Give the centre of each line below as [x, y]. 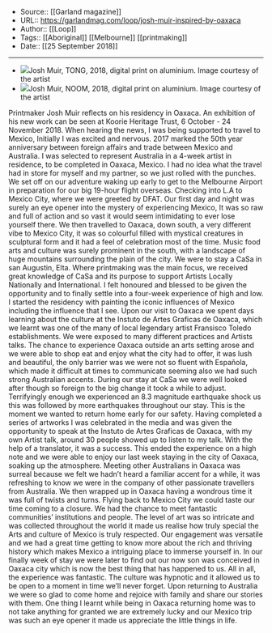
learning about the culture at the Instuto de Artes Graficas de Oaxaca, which [136, 319]
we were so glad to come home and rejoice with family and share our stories [136, 595]
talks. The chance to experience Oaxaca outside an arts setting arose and [132, 345]
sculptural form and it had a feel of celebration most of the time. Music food [134, 242]
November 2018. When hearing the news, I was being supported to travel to [134, 130]
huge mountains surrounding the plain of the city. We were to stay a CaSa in [135, 259]
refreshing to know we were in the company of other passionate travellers [132, 482]
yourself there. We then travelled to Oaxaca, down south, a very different [130, 225]
